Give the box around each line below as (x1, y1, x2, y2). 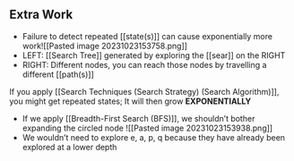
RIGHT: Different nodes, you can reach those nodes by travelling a (22, 59, 267, 70)
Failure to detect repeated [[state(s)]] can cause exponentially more (22, 30, 273, 41)
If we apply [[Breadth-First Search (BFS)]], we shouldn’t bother (22, 113, 255, 123)
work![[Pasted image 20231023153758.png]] (22, 40, 188, 51)
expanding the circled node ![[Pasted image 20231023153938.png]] (22, 123, 273, 133)
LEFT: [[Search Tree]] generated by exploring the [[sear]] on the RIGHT (22, 49, 286, 61)
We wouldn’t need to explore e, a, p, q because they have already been (22, 131, 285, 142)
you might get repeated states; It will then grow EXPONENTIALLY (9, 96, 252, 106)
